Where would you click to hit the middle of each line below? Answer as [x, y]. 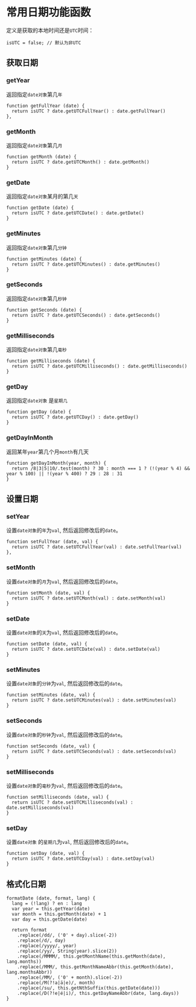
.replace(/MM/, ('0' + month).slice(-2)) [70, 977]
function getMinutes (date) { [44, 259]
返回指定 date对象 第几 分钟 [37, 248]
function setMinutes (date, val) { [51, 695]
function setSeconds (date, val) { [51, 746]
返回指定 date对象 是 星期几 [37, 401]
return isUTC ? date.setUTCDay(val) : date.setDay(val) [83, 859]
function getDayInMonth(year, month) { [56, 463]
